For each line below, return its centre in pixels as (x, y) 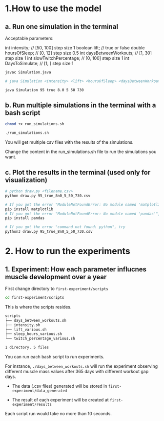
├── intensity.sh (23, 325)
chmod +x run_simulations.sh (35, 124)
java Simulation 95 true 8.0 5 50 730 (44, 90)
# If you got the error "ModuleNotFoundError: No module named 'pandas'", (83, 214)
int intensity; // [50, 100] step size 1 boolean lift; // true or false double (75, 48)
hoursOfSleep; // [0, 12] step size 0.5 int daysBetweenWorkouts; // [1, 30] (79, 53)
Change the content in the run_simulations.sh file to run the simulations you (81, 152)
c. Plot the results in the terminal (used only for (78, 172)
